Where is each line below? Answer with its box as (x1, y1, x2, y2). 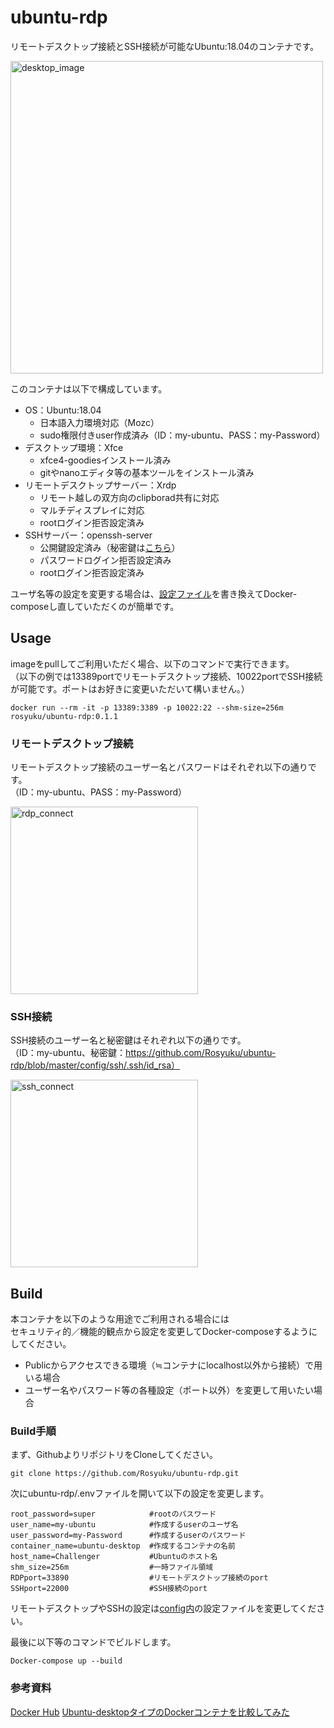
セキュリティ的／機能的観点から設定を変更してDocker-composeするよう (10, 1326, 310, 1338)
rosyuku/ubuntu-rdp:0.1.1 (10, 711, 118, 721)
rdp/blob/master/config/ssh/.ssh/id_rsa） (10, 1059, 181, 1071)
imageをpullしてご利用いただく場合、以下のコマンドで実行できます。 (10, 657, 295, 670)
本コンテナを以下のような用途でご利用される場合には (10, 1313, 230, 1325)
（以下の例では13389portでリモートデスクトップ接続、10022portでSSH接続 (10, 670, 323, 682)
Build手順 (10, 1424, 57, 1438)
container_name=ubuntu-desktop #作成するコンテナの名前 (10, 1541, 236, 1551)
